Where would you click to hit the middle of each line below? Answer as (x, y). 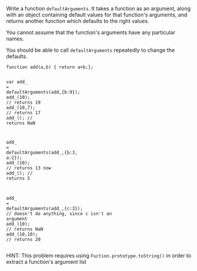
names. (15, 39)
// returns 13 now (29, 168)
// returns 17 (24, 113)
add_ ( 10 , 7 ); (21, 108)
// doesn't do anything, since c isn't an (59, 214)
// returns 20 (24, 239)
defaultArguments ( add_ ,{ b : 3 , (42, 153)
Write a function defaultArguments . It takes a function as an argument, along (98, 9)
